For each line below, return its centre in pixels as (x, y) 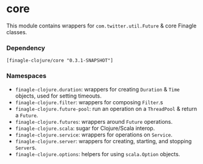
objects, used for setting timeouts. (58, 96)
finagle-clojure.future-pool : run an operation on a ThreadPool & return (106, 109)
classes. (17, 32)
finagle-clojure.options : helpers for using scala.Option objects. (98, 154)
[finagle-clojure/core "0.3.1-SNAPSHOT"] (60, 61)
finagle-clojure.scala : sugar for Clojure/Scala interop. (85, 128)
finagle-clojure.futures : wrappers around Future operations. (94, 121)
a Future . (27, 115)
